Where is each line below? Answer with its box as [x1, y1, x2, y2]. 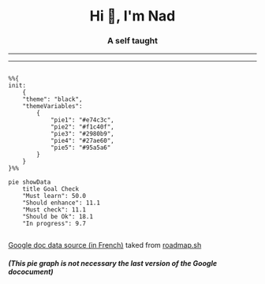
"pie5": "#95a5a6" [50, 144, 111, 152]
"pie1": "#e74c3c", [50, 116, 114, 125]
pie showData [8, 178, 51, 186]
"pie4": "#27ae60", [50, 137, 114, 145]
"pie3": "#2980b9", [50, 130, 114, 138]
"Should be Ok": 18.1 [22, 213, 93, 221]
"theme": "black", [22, 95, 83, 103]
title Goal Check [22, 185, 80, 193]
